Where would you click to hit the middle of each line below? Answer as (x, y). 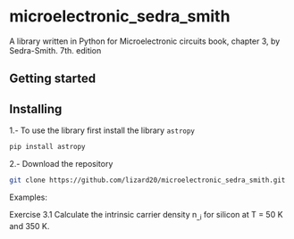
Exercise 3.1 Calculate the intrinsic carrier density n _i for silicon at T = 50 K (146, 215)
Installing (36, 109)
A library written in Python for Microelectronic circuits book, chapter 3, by (145, 41)
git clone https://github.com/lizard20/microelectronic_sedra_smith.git (147, 180)
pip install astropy (48, 147)
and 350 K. (29, 226)
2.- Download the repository (61, 164)
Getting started (53, 79)
